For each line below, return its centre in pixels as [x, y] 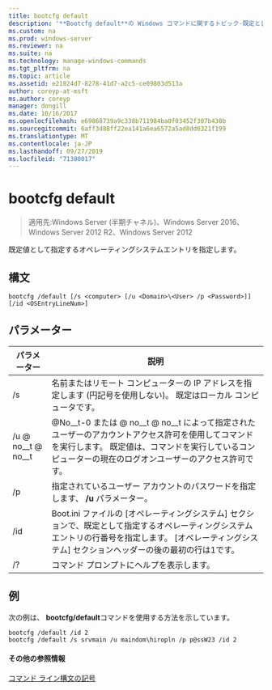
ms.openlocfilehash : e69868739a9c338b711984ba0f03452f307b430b [117, 121]
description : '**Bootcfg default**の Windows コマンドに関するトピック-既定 [132, 23]
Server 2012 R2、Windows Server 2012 [127, 232]
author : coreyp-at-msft [49, 91]
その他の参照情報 [37, 658]
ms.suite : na [30, 53]
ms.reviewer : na [36, 46]
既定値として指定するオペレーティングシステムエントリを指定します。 [125, 250]
